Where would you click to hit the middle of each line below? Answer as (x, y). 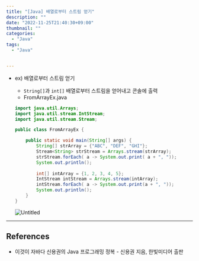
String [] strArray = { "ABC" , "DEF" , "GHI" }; (92, 146)
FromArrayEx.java (45, 97)
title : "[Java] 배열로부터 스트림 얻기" (50, 12)
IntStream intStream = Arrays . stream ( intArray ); (97, 179)
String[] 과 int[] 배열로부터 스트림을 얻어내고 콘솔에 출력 (91, 91)
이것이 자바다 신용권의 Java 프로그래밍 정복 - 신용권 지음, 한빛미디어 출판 (99, 252)
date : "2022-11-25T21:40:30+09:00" (50, 22)
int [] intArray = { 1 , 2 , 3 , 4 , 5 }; (80, 173)
